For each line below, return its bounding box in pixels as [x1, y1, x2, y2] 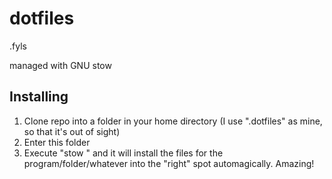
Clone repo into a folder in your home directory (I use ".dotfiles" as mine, [23, 115, 323, 127]
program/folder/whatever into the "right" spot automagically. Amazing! [23, 157, 315, 169]
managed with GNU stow [9, 59, 112, 71]
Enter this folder [23, 136, 91, 148]
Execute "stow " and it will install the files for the [23, 147, 224, 159]
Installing [9, 88, 69, 106]
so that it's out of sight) [23, 125, 121, 137]
